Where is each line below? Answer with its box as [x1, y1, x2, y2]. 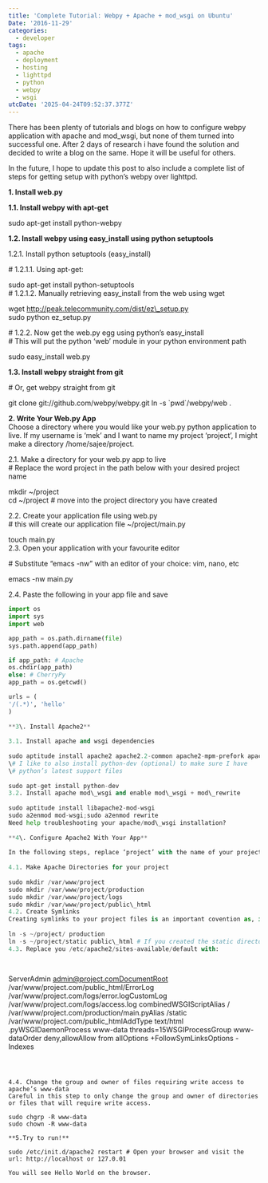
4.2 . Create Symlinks [8, 908, 81, 916]
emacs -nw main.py [8, 574, 73, 584]
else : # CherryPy [8, 671, 66, 679]
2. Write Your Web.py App [8, 414, 97, 424]
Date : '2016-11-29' [8, 19, 73, 27]
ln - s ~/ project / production [8, 930, 105, 938]
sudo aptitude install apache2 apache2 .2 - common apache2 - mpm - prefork [8, 752, 245, 760]
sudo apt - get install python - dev [8, 782, 120, 790]
